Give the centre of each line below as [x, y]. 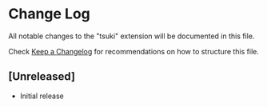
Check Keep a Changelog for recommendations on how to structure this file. [134, 51]
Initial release [42, 96]
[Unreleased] [42, 77]
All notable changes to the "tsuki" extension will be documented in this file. [132, 36]
